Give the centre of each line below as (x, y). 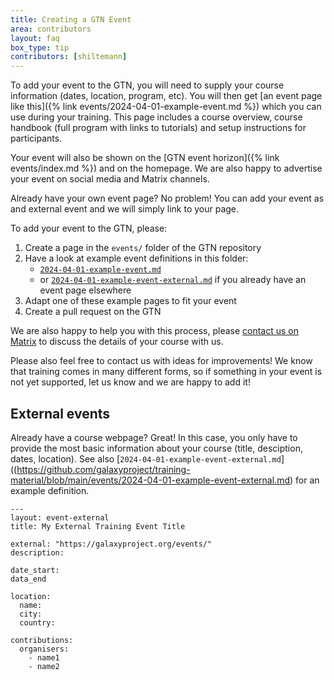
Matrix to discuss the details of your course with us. (117, 342)
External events (60, 413)
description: (37, 552)
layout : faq (35, 38)
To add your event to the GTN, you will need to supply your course (147, 85)
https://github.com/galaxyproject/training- (103, 469)
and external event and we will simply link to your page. (125, 209)
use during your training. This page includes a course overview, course (156, 117)
